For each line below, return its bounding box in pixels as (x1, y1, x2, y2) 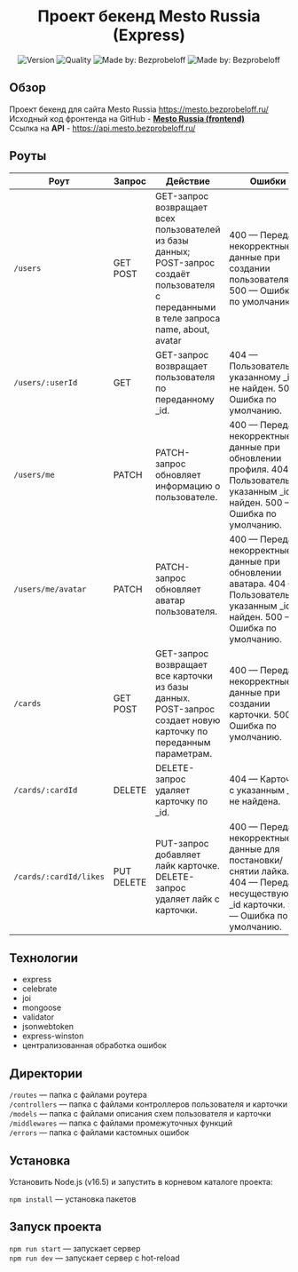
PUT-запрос (154, 837, 209, 849)
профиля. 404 (229, 463, 289, 475)
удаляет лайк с (154, 893, 220, 905)
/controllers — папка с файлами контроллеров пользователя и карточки (9, 1099, 288, 1109)
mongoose (21, 1002, 62, 1014)
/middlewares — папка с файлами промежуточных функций (9, 1117, 233, 1129)
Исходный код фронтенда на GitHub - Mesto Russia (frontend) (9, 113, 246, 123)
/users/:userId (13, 378, 78, 387)
